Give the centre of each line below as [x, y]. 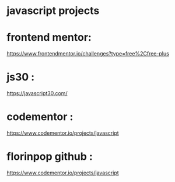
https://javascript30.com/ [37, 93]
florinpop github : [50, 157]
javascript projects [53, 11]
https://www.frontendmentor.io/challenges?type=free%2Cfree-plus [88, 54]
